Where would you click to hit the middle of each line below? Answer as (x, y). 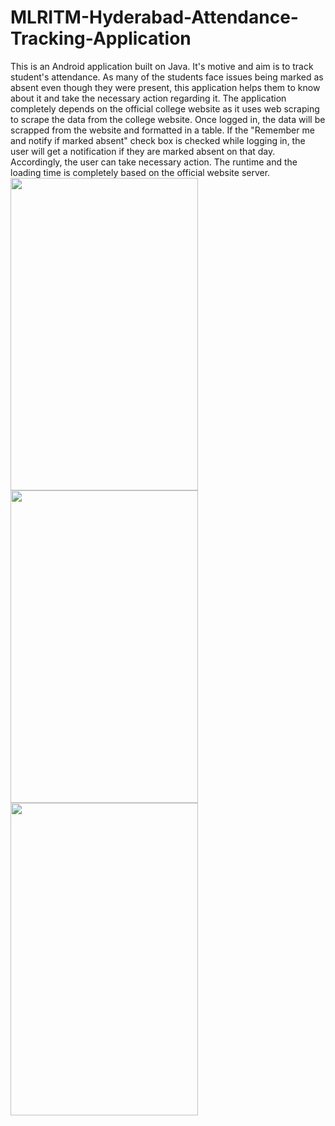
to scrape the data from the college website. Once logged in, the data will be (168, 119)
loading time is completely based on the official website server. (140, 172)
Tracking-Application (101, 38)
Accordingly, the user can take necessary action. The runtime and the (154, 162)
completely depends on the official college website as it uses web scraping (165, 108)
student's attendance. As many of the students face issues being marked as (167, 77)
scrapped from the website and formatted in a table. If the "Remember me (162, 130)
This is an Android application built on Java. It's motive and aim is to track (162, 66)
